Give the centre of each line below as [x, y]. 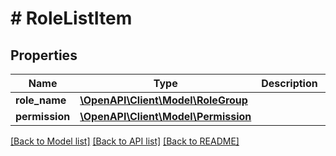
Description [289, 83]
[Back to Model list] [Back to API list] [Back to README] [125, 141]
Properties [44, 55]
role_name [41, 100]
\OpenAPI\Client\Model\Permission [165, 116]
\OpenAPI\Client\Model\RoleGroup [163, 100]
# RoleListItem [71, 18]
